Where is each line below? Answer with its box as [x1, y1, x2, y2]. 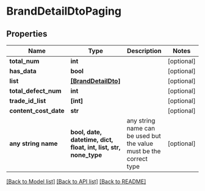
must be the [126, 147, 161, 155]
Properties [6, 29, 48, 39]
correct [126, 154, 148, 163]
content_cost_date [9, 107, 65, 115]
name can [126, 124, 156, 132]
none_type [70, 151, 103, 159]
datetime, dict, [70, 135, 113, 144]
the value [126, 139, 154, 148]
